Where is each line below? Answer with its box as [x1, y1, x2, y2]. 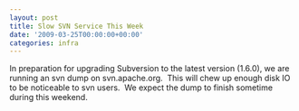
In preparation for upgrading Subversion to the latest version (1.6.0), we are [9, 63, 290, 74]
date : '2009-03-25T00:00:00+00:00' [9, 30, 144, 39]
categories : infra [9, 38, 79, 48]
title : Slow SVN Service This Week [9, 22, 144, 31]
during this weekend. [9, 92, 88, 103]
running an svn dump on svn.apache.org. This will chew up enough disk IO [9, 73, 291, 84]
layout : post [9, 13, 59, 23]
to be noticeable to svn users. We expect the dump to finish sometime [9, 82, 274, 93]
